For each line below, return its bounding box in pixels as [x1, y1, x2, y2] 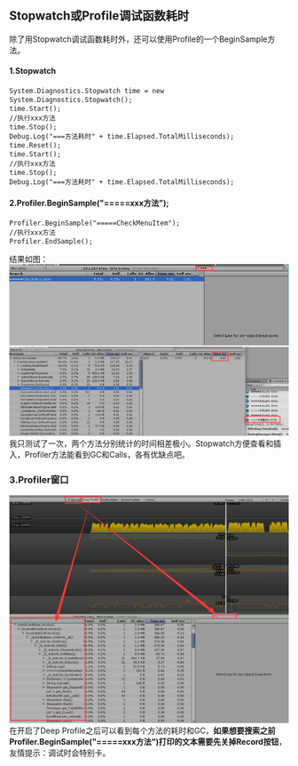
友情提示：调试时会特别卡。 [9, 747, 111, 758]
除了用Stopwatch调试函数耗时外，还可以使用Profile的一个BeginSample [9, 34, 268, 44]
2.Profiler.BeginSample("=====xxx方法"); [9, 197, 169, 208]
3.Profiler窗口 [9, 474, 69, 486]
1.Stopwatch [9, 66, 57, 76]
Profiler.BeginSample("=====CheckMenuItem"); [9, 219, 180, 228]
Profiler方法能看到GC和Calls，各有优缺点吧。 [24, 450, 190, 460]
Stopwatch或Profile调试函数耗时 [9, 8, 189, 24]
